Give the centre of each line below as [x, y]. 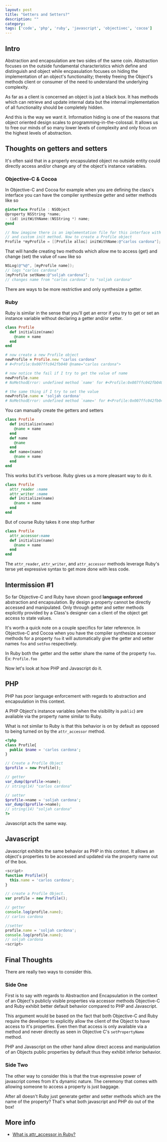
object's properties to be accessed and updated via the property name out [82, 856]
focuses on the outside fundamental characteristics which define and [76, 66]
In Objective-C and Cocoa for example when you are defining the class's [80, 190]
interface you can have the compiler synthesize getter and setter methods [81, 195]
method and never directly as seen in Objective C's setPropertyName [75, 1032]
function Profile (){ [27, 875]
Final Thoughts [29, 960]
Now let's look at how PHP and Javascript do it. [54, 668]
